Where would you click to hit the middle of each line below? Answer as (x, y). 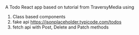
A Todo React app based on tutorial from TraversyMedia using (70, 7)
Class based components (39, 17)
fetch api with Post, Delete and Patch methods (61, 27)
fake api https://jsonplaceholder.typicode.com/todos (67, 22)
